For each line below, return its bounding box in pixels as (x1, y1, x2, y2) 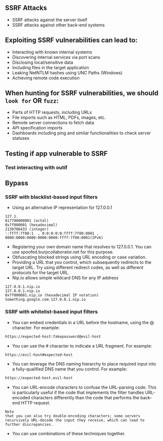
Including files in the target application (12, 64, 89, 70)
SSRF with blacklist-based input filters (5, 194, 98, 201)
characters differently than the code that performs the (31, 395, 140, 401)
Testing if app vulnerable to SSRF (5, 149, 108, 158)
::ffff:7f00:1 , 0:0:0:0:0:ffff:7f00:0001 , (5, 231, 99, 236)
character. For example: (12, 325, 60, 331)
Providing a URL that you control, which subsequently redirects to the (12, 259, 152, 265)
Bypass (5, 179, 28, 187)
